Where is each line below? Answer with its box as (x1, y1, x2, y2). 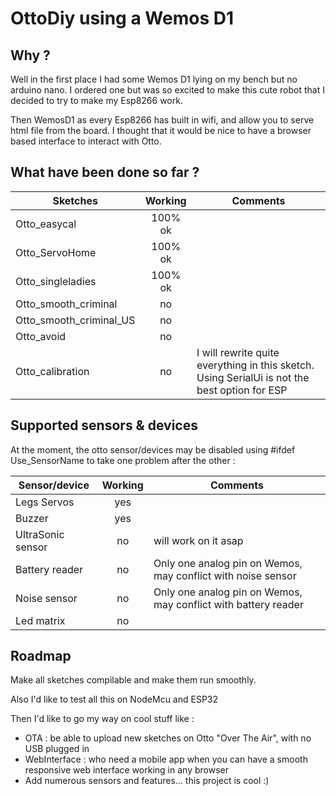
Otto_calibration (15, 364, 90, 378)
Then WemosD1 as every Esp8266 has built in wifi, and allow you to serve (10, 114, 315, 126)
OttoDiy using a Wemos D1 (10, 7, 234, 30)
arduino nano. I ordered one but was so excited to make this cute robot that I (10, 84, 325, 96)
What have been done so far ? (10, 164, 200, 181)
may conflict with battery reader (153, 597, 304, 611)
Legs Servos (15, 495, 75, 509)
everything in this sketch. (196, 358, 315, 372)
